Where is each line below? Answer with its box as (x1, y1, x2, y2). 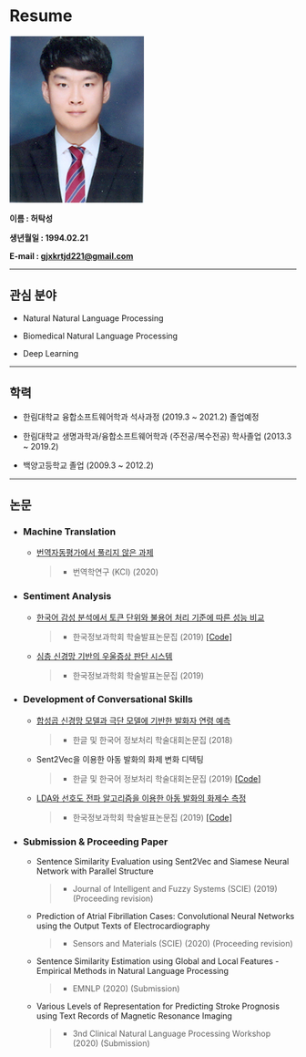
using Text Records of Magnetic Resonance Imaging (36, 1010, 232, 1021)
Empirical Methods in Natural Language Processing (36, 966, 229, 977)
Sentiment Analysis (22, 590, 112, 603)
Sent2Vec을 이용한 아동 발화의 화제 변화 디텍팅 (36, 753, 204, 764)
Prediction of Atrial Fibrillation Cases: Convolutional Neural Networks (36, 911, 295, 922)
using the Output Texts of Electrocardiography (36, 920, 210, 931)
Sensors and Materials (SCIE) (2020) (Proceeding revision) (72, 938, 293, 949)
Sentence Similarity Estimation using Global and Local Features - (36, 956, 280, 967)
